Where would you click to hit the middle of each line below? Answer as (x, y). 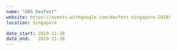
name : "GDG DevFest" (32, 12)
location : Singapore (32, 23)
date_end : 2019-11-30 (36, 39)
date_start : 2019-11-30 (36, 33)
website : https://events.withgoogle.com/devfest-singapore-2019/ (88, 17)
